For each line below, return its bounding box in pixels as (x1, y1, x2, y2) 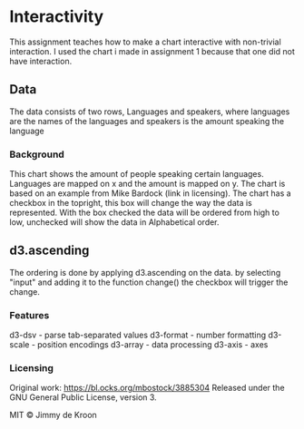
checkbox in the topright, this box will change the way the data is (9, 198, 252, 209)
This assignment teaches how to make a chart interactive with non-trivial (9, 36, 281, 47)
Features (9, 308, 50, 321)
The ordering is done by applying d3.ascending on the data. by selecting (9, 267, 281, 278)
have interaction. (9, 55, 73, 66)
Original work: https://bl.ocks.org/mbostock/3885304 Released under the (9, 383, 285, 394)
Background (9, 148, 65, 161)
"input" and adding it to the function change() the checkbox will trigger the (9, 277, 289, 288)
